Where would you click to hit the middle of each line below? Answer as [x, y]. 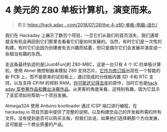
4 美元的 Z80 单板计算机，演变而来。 [81, 10]
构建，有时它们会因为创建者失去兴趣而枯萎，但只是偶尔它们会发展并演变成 [81, 47]
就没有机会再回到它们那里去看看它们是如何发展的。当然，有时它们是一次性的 [83, 41]
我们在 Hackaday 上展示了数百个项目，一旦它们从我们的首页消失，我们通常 [82, 35]
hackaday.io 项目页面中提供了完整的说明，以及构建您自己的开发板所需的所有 [83, 112]
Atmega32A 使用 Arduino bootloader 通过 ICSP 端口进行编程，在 [71, 106]
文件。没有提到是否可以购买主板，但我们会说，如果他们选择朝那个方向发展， [83, 118]
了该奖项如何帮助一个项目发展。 [38, 95]
